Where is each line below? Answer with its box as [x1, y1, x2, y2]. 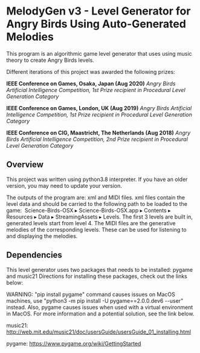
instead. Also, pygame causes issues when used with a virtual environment [6, 303, 193, 311]
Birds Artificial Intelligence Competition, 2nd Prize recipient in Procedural [6, 135, 189, 143]
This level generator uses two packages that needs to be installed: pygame [6, 266, 193, 273]
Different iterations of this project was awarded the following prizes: [6, 68, 175, 75]
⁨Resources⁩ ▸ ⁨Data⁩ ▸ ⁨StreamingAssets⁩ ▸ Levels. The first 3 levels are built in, [6, 213, 193, 220]
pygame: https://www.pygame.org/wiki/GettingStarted [6, 340, 141, 347]
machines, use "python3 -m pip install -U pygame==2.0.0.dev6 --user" [6, 297, 184, 304]
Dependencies [6, 250, 62, 260]
